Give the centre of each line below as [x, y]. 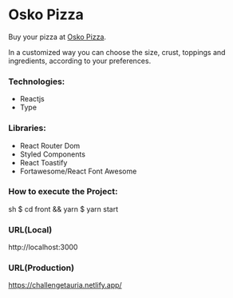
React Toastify [43, 162]
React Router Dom [50, 145]
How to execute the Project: [63, 192]
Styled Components [53, 154]
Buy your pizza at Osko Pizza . [57, 37]
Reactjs [32, 99]
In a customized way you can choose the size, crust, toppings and [117, 52]
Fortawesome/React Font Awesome [78, 171]
